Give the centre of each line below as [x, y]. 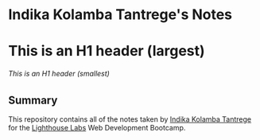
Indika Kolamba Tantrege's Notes [120, 15]
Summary [33, 100]
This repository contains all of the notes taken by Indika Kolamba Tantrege [130, 119]
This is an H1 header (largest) [107, 51]
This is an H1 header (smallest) [59, 73]
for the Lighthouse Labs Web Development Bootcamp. [97, 128]
